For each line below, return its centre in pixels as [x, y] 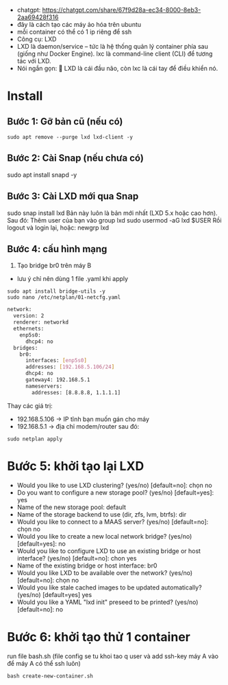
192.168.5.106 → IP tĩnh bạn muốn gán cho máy [83, 419]
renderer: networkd [41, 322]
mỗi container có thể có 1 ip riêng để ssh [74, 32]
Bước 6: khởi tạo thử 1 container [99, 637]
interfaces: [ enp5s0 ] [56, 361]
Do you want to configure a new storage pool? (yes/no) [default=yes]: [115, 492]
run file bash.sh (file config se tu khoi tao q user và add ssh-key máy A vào [113, 656]
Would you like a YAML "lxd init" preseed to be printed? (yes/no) [107, 602]
